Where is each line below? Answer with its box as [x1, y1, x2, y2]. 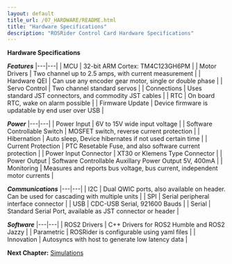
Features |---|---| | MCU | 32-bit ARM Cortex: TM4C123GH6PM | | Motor [7, 62, 217, 70]
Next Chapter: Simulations [7, 249, 84, 257]
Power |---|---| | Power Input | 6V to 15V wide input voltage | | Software [7, 119, 213, 129]
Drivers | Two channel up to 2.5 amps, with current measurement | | [7, 69, 201, 78]
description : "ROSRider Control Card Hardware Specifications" [7, 29, 194, 37]
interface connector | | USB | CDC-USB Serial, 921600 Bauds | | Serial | [7, 199, 211, 208]
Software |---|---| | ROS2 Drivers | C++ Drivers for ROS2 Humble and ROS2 [7, 220, 226, 229]
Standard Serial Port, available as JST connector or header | [7, 207, 179, 215]
